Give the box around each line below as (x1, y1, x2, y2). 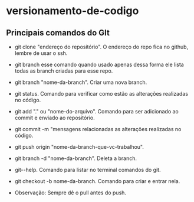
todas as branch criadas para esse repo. (14, 67, 113, 74)
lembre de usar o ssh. (14, 50, 68, 57)
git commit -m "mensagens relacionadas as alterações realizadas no (14, 126, 182, 132)
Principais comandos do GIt (6, 28, 110, 38)
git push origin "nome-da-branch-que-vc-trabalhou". (14, 144, 144, 150)
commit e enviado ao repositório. (14, 114, 96, 121)
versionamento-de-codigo (6, 4, 139, 18)
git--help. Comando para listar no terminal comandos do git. (14, 167, 161, 173)
